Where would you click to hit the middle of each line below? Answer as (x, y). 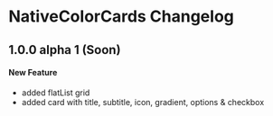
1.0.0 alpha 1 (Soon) (65, 50)
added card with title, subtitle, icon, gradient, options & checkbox (143, 102)
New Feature (33, 73)
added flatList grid (56, 93)
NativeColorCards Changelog (121, 17)
